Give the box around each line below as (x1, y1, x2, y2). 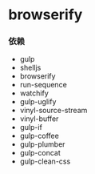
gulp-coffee (19, 131, 60, 141)
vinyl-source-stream (19, 106, 88, 115)
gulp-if (19, 123, 42, 132)
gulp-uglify (19, 97, 57, 107)
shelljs (19, 63, 42, 73)
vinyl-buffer (19, 114, 59, 123)
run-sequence (19, 80, 68, 90)
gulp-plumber (19, 140, 65, 149)
